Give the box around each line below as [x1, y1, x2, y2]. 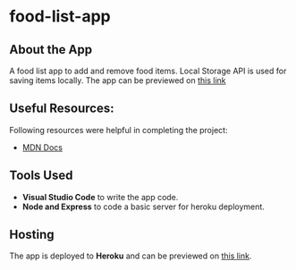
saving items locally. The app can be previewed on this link [9, 75, 226, 86]
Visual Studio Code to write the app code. [21, 191, 179, 202]
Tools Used [9, 168, 73, 183]
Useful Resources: [9, 101, 114, 116]
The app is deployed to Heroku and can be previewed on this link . [9, 250, 252, 261]
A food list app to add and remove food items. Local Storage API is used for [9, 65, 287, 76]
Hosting [9, 227, 55, 242]
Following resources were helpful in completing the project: [9, 124, 228, 135]
